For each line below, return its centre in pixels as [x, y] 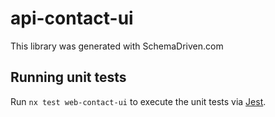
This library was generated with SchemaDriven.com [117, 46]
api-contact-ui [72, 18]
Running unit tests [68, 77]
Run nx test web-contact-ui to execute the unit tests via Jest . [138, 101]
